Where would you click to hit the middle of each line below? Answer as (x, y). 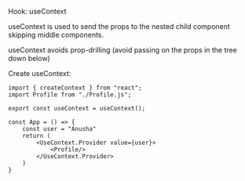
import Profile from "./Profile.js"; (70, 95)
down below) (29, 58)
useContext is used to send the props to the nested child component (119, 26)
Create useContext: (40, 73)
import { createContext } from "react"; (75, 88)
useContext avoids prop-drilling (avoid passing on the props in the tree (122, 50)
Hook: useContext (37, 11)
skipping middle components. (56, 35)
